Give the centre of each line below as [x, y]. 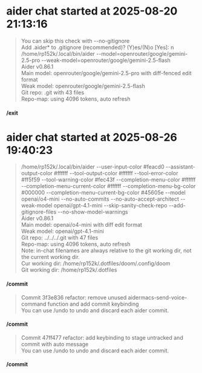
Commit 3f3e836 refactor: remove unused [74, 297]
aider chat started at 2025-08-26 [92, 137]
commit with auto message [55, 344]
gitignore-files [39, 212]
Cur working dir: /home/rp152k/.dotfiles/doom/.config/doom [96, 264]
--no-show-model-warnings [93, 212]
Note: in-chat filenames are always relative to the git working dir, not [106, 250]
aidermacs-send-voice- [158, 297]
